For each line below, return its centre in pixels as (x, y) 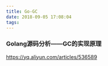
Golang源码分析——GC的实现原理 (54, 44)
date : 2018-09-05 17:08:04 (39, 17)
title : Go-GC (22, 11)
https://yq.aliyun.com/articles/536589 (52, 57)
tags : (13, 22)
